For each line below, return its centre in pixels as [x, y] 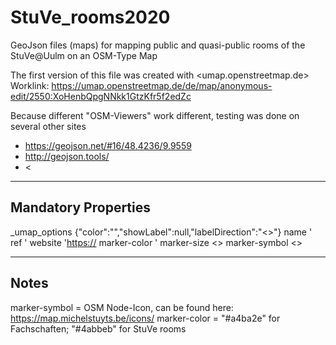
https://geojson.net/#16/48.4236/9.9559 [108, 145]
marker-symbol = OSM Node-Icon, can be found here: [122, 307]
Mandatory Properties [81, 207]
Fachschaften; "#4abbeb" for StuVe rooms [98, 328]
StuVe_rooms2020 [90, 17]
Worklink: [30, 85]
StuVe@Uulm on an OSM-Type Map [84, 55]
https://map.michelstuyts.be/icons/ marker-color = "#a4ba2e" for [145, 318]
